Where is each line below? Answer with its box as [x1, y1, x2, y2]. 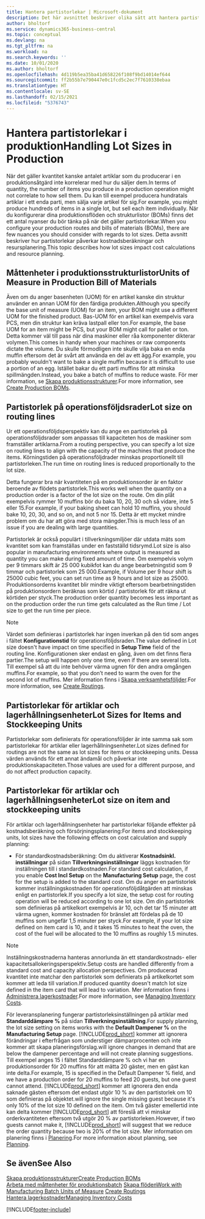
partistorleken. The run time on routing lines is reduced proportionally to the [6, 460, 195, 468]
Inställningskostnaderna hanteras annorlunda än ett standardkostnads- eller [6, 953, 197, 961]
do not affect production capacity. [6, 768, 92, 775]
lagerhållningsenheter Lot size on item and [6, 795, 171, 806]
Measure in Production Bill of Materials [6, 277, 157, 288]
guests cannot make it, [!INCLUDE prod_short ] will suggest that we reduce [6, 1121, 192, 1128]
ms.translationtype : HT [6, 83, 67, 89]
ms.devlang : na [6, 37, 45, 43]
